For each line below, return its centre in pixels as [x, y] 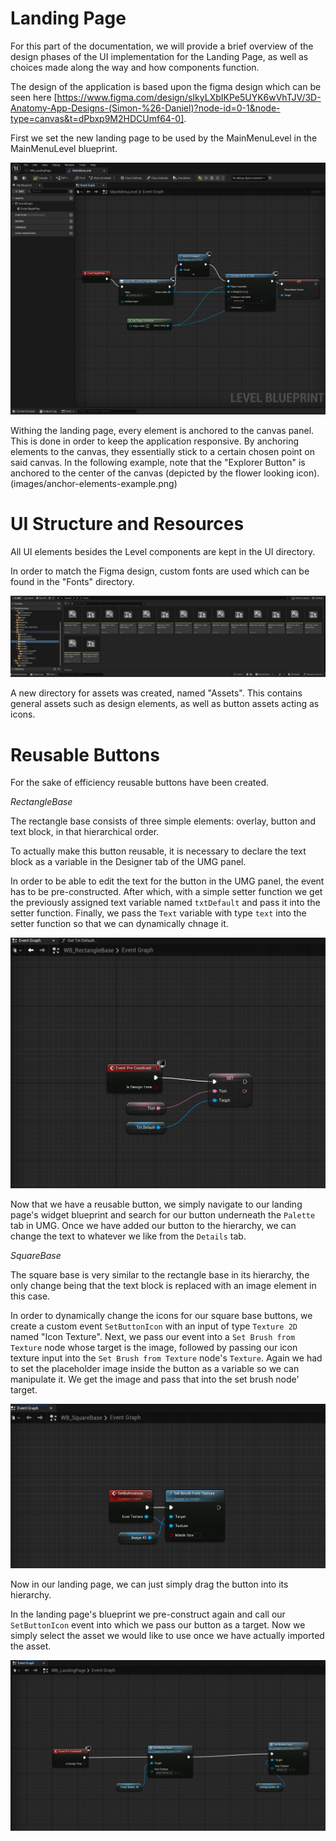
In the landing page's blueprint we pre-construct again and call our [148, 1614]
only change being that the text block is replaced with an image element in [163, 1286]
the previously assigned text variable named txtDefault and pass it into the [165, 903]
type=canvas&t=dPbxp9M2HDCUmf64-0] [97, 118]
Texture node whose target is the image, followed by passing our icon [154, 1348]
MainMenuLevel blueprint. [64, 148]
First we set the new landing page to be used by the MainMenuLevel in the [164, 138]
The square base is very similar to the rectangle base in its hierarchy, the [160, 1275]
